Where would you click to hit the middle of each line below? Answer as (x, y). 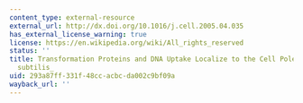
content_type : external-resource (72, 17)
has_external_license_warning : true (78, 34)
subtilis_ (36, 68)
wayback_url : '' (40, 84)
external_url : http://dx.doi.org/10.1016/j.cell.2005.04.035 (127, 26)
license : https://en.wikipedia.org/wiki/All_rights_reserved (127, 43)
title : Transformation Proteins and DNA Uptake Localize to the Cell (143, 59)
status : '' (30, 51)
